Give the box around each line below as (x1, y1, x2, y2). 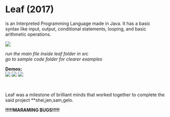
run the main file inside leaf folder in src (5, 50, 89, 56)
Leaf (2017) (5, 4, 54, 15)
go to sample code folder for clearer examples (5, 56, 103, 62)
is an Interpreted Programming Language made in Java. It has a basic (5, 20, 151, 26)
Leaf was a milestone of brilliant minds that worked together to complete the (5, 92, 165, 98)
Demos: (5, 66, 22, 72)
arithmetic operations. (5, 31, 52, 37)
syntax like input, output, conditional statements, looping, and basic (5, 25, 147, 32)
